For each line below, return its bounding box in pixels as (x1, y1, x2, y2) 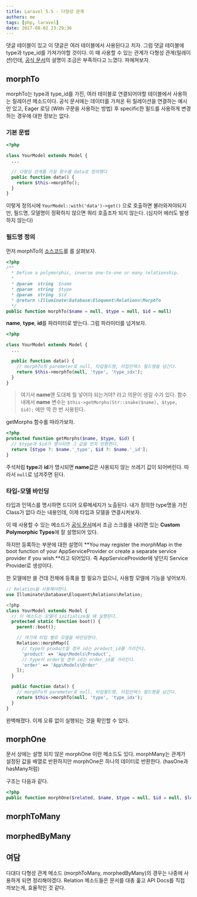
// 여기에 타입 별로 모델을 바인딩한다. (16, 635, 98, 641)
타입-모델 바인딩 (6, 487, 49, 495)
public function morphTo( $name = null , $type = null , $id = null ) (6, 308, 172, 314)
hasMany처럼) (6, 765, 40, 772)
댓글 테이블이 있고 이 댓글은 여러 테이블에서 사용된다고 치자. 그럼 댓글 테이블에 (6, 42, 185, 49)
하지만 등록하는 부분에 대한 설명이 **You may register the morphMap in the (6, 541, 182, 548)
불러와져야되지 (153, 202, 187, 209)
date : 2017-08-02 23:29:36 (6, 25, 72, 31)
